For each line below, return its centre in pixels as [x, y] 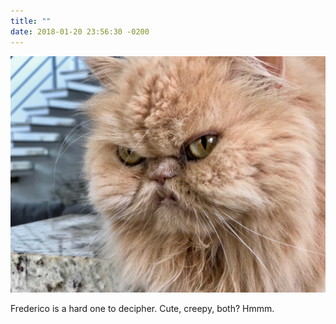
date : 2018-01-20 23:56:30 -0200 [80, 31]
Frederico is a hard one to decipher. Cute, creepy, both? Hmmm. [142, 308]
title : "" [31, 21]
